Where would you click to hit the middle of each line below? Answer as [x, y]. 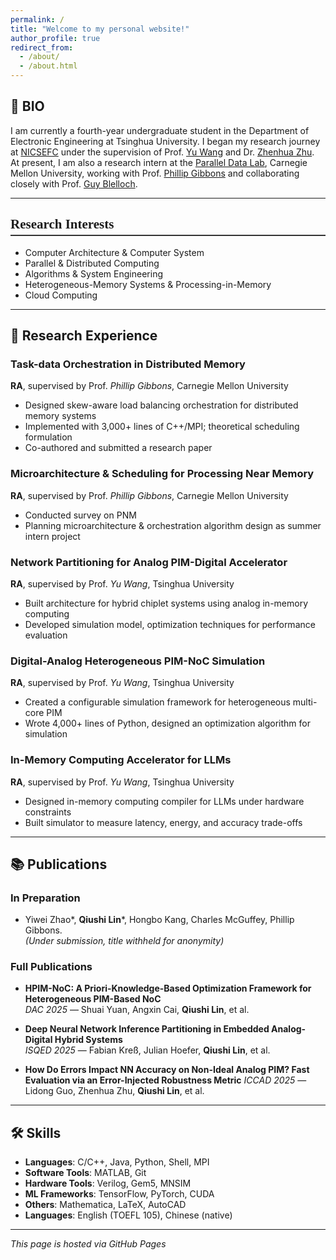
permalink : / [37, 19]
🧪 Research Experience [84, 336]
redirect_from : [42, 47]
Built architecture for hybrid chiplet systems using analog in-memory [166, 603]
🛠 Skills [36, 1132]
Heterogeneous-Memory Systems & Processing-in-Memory [148, 284]
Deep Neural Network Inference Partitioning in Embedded [147, 1029]
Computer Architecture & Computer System [114, 252]
